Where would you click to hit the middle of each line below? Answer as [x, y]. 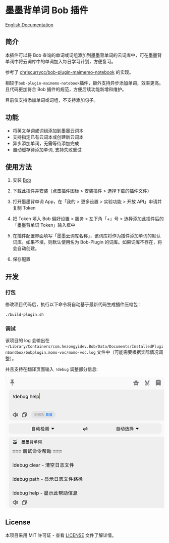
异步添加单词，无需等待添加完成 [46, 143]
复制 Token [24, 208]
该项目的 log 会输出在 [27, 341]
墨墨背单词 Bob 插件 [47, 10]
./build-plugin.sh [24, 315]
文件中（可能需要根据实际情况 [128, 352]
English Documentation [30, 25]
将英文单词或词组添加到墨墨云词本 [48, 131]
